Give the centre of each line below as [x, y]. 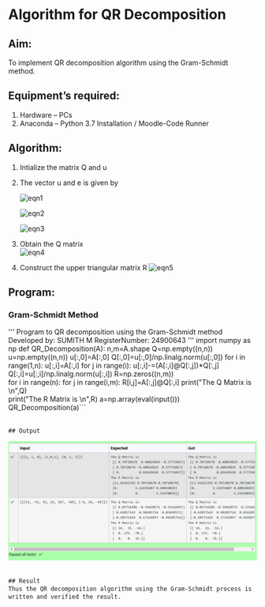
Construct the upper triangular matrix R [83, 267]
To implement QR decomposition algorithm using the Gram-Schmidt [118, 62]
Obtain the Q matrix [51, 243]
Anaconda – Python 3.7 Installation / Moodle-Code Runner [114, 123]
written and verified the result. [65, 597]
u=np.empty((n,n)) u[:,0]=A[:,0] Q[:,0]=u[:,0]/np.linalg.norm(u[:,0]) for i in [127, 357]
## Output [24, 431]
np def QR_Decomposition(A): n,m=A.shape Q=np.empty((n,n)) [110, 349]
